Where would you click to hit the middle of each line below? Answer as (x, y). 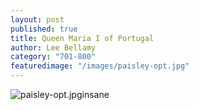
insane (95, 94)
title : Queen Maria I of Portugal (82, 38)
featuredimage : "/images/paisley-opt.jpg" (100, 66)
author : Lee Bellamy (53, 47)
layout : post (37, 19)
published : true (44, 29)
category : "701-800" (53, 57)
